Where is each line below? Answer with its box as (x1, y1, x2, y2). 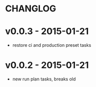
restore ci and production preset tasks (12, 42, 91, 48)
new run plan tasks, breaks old (12, 76, 76, 82)
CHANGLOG (5, 3, 56, 14)
